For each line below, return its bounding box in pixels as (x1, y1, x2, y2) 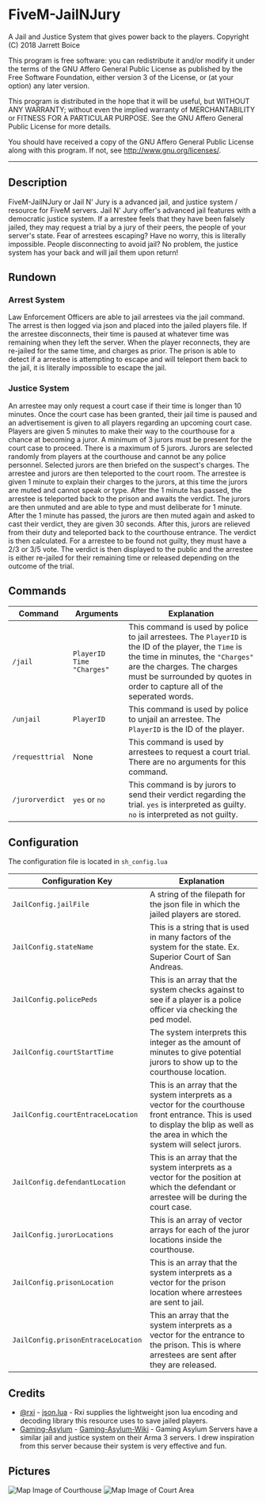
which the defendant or (149, 1181, 237, 1193)
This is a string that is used (149, 922, 249, 933)
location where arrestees (149, 1287, 243, 1298)
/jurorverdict (12, 795, 66, 804)
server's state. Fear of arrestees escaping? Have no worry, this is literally (8, 230, 246, 240)
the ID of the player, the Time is (127, 641, 243, 652)
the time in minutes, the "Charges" (127, 651, 254, 662)
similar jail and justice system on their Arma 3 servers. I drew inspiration (19, 1433, 255, 1443)
